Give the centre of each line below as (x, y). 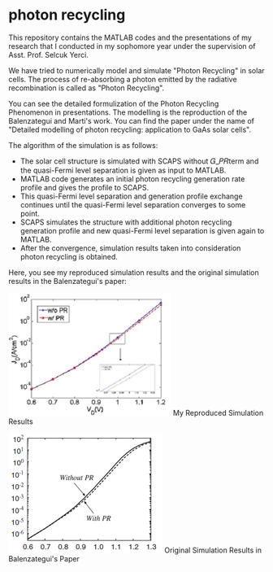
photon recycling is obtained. (69, 256)
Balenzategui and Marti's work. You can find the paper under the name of (131, 120)
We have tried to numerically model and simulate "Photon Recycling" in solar (137, 70)
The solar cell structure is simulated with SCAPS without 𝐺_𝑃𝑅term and (139, 161)
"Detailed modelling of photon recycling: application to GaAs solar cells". (130, 129)
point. (30, 213)
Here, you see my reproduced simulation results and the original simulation (134, 272)
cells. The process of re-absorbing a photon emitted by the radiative (123, 79)
